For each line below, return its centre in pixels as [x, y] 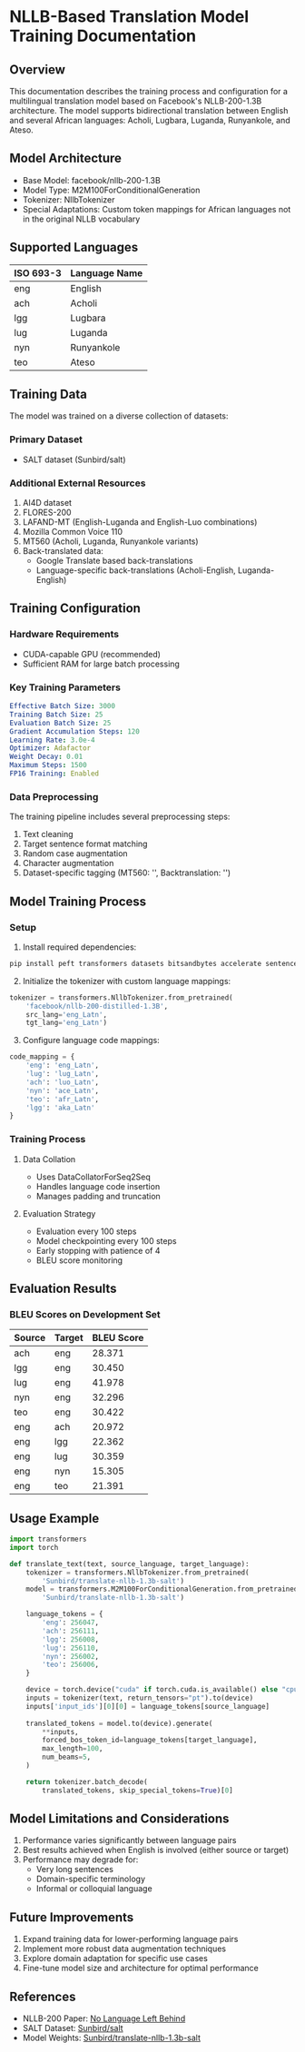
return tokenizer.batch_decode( [87, 1781]
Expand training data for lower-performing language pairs [130, 1939]
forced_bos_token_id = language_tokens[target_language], [150, 1741]
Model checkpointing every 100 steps [106, 1240]
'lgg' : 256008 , [71, 1639]
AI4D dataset [47, 503]
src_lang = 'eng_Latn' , [66, 1014]
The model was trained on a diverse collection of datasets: [119, 416]
